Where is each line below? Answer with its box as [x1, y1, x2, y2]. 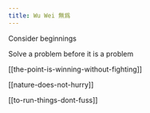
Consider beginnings [8, 33, 77, 43]
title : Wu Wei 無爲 [8, 11, 71, 20]
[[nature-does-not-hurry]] [8, 80, 94, 89]
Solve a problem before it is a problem [8, 49, 134, 58]
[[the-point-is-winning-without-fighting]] [8, 64, 142, 74]
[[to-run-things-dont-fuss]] [8, 95, 98, 104]
